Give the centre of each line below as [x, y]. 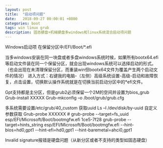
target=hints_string [24, 125]
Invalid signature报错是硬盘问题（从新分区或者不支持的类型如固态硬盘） [78, 140]
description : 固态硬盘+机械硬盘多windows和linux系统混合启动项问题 [68, 32]
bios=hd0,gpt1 [20, 130]
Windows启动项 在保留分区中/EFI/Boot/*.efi [48, 47]
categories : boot [23, 23]
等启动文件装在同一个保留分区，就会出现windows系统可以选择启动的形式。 [81, 63]
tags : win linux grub [27, 28]
